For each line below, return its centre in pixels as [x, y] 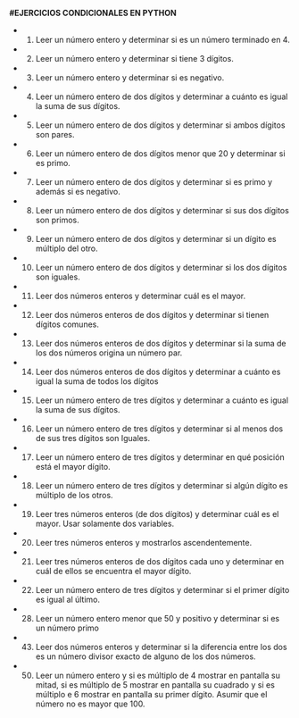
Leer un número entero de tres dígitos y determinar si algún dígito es [162, 485]
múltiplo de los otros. [74, 495]
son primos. [58, 220]
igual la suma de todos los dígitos [97, 381]
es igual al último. [68, 599]
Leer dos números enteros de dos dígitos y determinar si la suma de [161, 343]
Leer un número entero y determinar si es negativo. [130, 78]
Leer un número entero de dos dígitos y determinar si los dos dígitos [161, 267]
